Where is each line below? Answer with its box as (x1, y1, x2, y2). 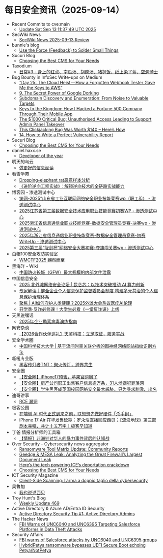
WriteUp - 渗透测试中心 (19, 238, 66, 244)
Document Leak (19, 456, 52, 463)
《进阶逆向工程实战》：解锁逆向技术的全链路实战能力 (19, 183, 125, 189)
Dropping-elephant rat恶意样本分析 (19, 177, 90, 183)
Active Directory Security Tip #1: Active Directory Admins (19, 510, 135, 517)
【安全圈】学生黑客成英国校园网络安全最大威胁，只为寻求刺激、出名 (19, 386, 157, 392)
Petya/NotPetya (19, 547, 52, 553)
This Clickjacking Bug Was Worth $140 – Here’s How (19, 126, 126, 132)
